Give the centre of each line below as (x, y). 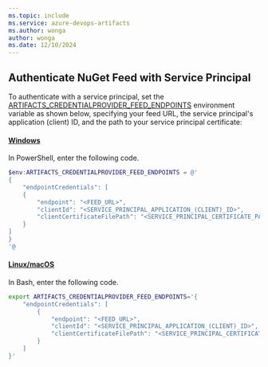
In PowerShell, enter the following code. (74, 158)
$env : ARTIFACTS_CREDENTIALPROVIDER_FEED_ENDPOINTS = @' (103, 173)
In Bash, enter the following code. (63, 282)
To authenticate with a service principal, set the (87, 96)
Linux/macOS (31, 264)
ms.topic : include (39, 16)
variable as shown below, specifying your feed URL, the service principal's (131, 113)
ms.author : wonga (37, 30)
